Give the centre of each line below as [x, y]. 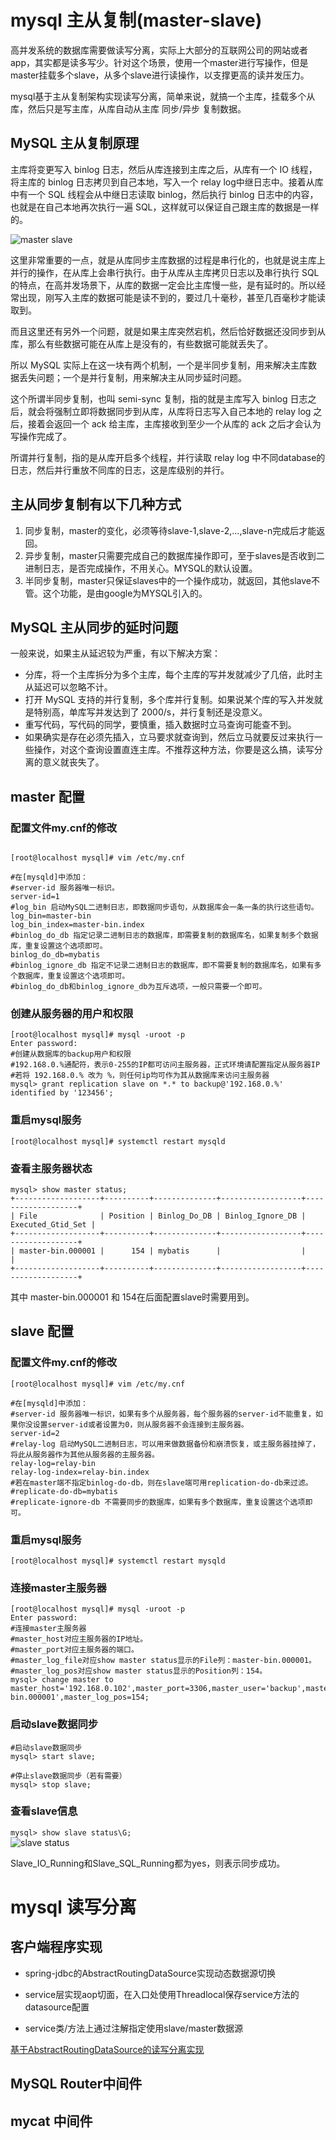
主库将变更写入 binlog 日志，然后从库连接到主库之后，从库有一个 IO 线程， [164, 169]
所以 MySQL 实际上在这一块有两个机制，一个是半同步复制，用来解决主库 [159, 365]
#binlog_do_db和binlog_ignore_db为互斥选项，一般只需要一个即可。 [138, 987]
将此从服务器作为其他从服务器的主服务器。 [85, 1454]
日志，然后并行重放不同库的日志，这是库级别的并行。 [120, 470]
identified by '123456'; [62, 1093]
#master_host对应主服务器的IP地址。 [79, 1639]
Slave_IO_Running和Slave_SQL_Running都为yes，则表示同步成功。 [148, 1863]
